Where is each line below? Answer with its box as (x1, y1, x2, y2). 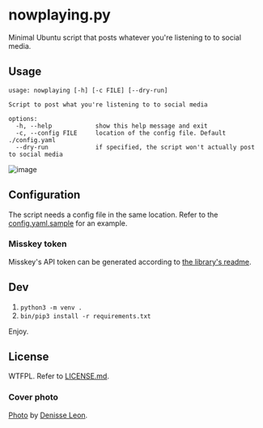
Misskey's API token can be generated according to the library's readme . (8, 257, 252, 266)
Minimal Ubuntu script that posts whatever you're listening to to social (8, 32, 241, 42)
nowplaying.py (8, 6, 111, 24)
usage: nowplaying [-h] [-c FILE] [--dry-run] (8, 86, 168, 94)
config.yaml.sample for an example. (8, 218, 128, 228)
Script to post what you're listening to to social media (8, 100, 208, 109)
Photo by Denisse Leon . (8, 410, 88, 420)
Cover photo (8, 391, 59, 403)
